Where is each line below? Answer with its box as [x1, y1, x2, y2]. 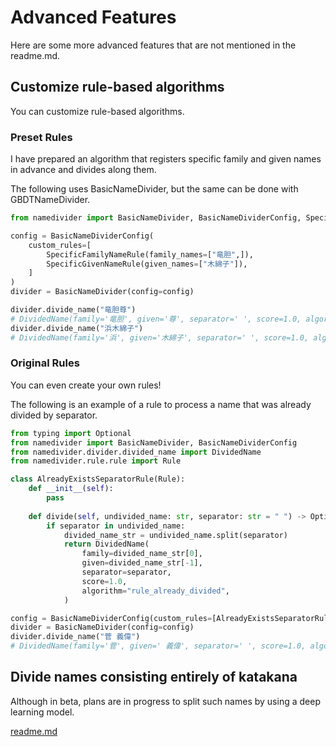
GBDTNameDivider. [10, 194, 91, 206]
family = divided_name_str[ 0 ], [81, 549, 203, 559]
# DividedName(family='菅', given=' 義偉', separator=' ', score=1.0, [10, 641, 307, 651]
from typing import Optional [10, 428, 132, 438]
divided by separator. [10, 409, 98, 421]
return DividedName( [63, 539, 150, 550]
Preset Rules [10, 130, 73, 144]
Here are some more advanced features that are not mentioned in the [10, 39, 297, 51]
